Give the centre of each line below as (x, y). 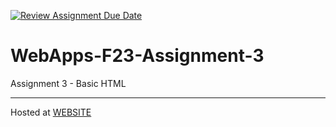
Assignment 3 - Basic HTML (68, 83)
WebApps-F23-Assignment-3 (137, 56)
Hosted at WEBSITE (51, 112)
